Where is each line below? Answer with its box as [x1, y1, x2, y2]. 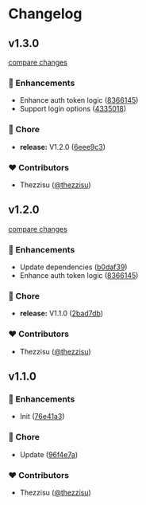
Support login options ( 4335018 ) [19, 104, 127, 114]
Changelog [8, 5, 83, 23]
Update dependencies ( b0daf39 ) [19, 262, 128, 272]
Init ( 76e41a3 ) [19, 412, 65, 421]
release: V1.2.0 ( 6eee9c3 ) [19, 142, 106, 151]
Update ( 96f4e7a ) [19, 449, 79, 459]
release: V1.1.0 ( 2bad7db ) [19, 308, 104, 319]
